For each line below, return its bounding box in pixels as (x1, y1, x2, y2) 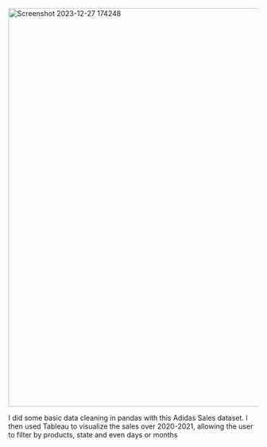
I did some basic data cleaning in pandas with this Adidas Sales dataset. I (8, 414, 248, 422)
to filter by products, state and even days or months (8, 430, 178, 439)
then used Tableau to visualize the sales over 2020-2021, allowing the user (8, 422, 253, 431)
